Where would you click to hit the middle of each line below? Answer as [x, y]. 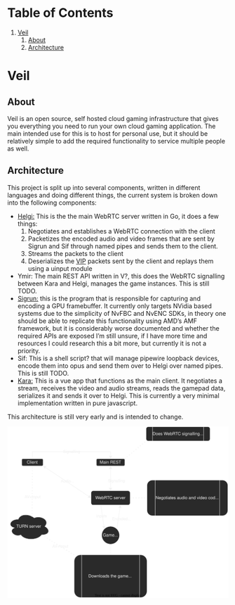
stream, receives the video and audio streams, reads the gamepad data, [121, 388]
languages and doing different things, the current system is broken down [113, 195]
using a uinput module [60, 268]
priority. [29, 350]
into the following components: [52, 203]
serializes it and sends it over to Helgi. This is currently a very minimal [118, 395]
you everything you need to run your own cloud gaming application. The [112, 126]
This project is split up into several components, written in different [104, 187]
